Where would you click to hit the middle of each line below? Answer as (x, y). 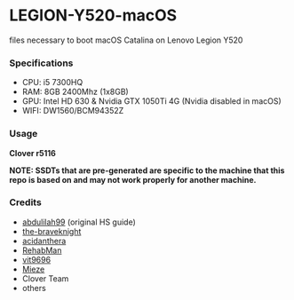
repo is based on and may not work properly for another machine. (133, 179)
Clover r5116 (32, 153)
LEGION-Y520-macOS (93, 16)
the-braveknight (52, 231)
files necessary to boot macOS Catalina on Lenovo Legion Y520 (126, 40)
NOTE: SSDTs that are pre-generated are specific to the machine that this (147, 170)
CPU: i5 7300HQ (52, 83)
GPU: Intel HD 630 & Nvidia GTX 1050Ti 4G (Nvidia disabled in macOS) (151, 101)
